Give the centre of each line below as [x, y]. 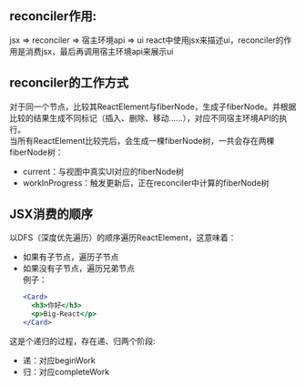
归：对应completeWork [66, 371]
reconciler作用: [53, 16]
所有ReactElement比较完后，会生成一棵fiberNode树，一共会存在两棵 [146, 140]
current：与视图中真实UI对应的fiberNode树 [103, 171]
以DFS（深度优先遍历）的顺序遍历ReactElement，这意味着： [123, 238]
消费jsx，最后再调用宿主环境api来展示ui [99, 51]
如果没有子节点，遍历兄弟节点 [78, 269]
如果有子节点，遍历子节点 [71, 257]
